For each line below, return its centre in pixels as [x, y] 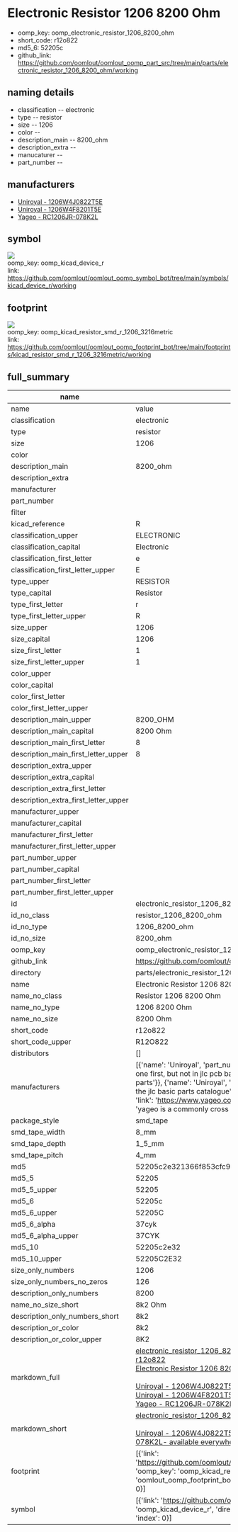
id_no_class [30, 915]
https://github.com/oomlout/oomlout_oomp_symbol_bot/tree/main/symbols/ [118, 278]
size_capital [30, 639]
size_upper [29, 627]
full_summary [39, 377]
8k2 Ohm [151, 1305]
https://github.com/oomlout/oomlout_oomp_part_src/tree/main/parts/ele [123, 62]
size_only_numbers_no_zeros [59, 1282]
